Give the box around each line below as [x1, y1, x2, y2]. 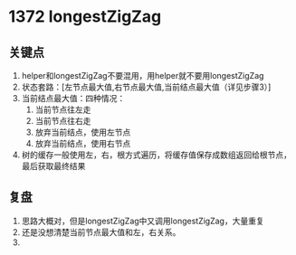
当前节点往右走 [34, 116, 91, 126]
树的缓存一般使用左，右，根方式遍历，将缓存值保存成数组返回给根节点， [21, 149, 291, 160]
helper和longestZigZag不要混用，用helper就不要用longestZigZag [21, 71, 264, 80]
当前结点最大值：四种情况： [21, 93, 126, 103]
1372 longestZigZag [8, 6, 162, 27]
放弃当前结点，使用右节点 [34, 138, 131, 148]
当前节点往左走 [34, 104, 91, 115]
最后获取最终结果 [21, 161, 86, 171]
